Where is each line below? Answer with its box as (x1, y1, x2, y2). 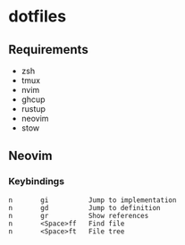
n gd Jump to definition (8, 203, 162, 212)
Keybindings (8, 175, 64, 188)
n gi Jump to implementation (8, 195, 177, 205)
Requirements (8, 42, 88, 57)
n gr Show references (8, 211, 149, 220)
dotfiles (8, 6, 67, 27)
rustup (21, 104, 46, 114)
